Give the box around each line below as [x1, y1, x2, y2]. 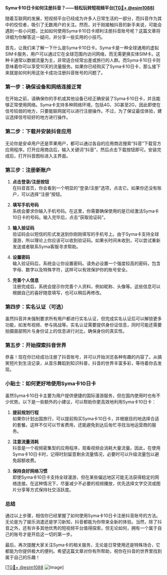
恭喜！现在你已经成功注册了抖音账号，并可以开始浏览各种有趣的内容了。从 [5, 354, 158, 360]
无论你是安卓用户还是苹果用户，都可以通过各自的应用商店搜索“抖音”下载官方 [5, 140, 162, 146]
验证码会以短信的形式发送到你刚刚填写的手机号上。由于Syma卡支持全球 [12, 231, 159, 237]
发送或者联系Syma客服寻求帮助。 [12, 243, 81, 249]
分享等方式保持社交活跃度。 [16, 486, 74, 493]
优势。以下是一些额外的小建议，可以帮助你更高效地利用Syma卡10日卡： [9, 398, 157, 404]
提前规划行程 [12, 409, 39, 415]
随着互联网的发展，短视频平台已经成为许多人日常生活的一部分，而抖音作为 [5, 15, 158, 21]
